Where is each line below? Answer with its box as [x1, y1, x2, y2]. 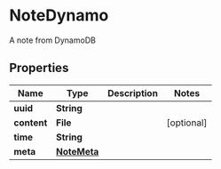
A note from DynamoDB [9, 35, 96, 45]
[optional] [166, 117, 208, 129]
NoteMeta [56, 145, 99, 157]
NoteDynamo [9, 5, 109, 26]
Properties [9, 60, 69, 76]
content [13, 117, 48, 129]
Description [107, 86, 158, 99]
